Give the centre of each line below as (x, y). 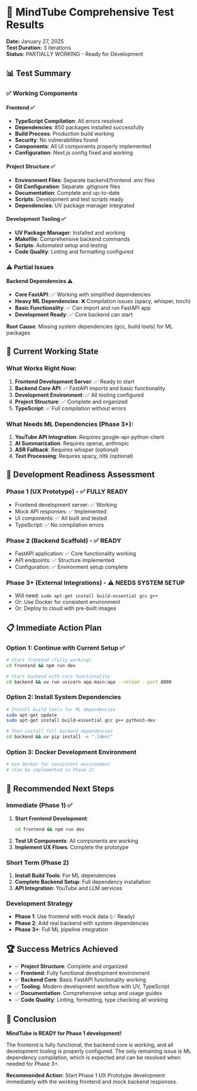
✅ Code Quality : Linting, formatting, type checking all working (91, 1000)
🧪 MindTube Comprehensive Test (90, 12)
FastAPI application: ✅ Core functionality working (75, 553)
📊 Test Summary (39, 74)
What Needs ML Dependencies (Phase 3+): (70, 424)
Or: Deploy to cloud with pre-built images (65, 608)
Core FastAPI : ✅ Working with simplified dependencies (82, 294)
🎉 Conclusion (31, 1019)
